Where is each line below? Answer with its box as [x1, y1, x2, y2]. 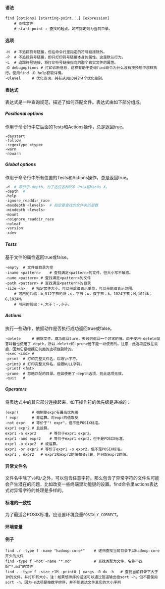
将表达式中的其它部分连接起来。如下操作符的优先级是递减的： [5, 399, 131, 405]
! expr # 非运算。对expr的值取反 [5, 415, 78, 421]
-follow [5, 138, 21, 143]
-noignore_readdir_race [5, 216, 55, 221]
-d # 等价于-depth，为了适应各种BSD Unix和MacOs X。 [5, 184, 110, 189]
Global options [5, 161, 36, 167]
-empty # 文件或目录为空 [5, 265, 54, 270]
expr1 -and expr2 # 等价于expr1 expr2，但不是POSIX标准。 [5, 436, 126, 441]
